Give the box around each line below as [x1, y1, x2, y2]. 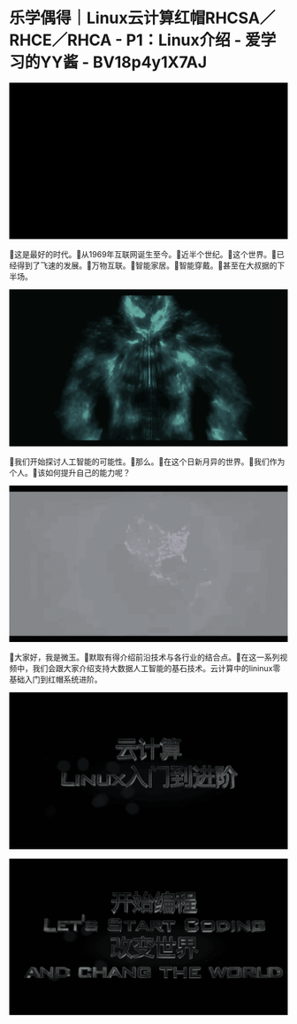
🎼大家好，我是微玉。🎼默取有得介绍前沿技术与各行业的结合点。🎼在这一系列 [9, 652, 280, 663]
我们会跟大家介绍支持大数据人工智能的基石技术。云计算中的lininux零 [32, 663, 281, 674]
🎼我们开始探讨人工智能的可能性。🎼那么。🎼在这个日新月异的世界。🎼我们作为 [9, 456, 286, 467]
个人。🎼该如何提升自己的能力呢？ [9, 467, 131, 478]
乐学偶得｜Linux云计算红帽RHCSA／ [9, 8, 276, 28]
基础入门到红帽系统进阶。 [9, 674, 103, 685]
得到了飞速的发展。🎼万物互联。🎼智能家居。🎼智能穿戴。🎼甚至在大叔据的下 [16, 260, 286, 271]
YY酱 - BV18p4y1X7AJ [40, 52, 208, 73]
